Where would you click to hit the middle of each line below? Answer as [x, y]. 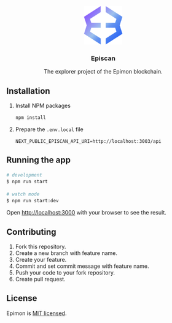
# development [25, 175]
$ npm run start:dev [33, 201]
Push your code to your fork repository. [65, 272]
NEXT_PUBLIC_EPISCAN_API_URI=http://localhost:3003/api [88, 141]
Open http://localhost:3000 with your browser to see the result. [87, 213]
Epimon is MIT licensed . [37, 313]
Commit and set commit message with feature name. [82, 266]
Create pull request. [40, 279]
